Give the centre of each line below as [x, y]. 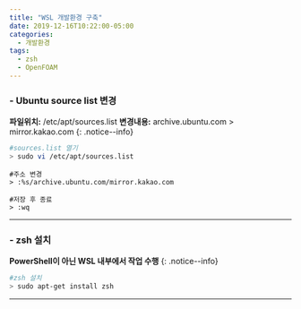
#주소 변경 [26, 174]
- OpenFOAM [38, 68]
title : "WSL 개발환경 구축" [56, 17]
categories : [31, 34]
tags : [19, 51]
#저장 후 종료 [31, 199]
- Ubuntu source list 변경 [63, 100]
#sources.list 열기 [44, 149]
